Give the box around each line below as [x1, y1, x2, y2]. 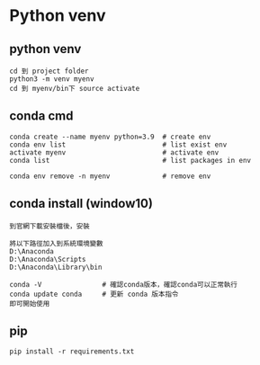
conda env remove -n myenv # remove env [9, 172, 211, 181]
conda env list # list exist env [9, 140, 228, 149]
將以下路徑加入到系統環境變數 [9, 239, 103, 248]
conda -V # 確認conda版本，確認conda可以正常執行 [9, 280, 238, 289]
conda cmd [9, 109, 74, 124]
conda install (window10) [9, 196, 153, 211]
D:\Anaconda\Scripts [9, 254, 87, 263]
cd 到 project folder [9, 67, 89, 76]
